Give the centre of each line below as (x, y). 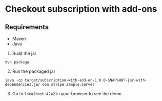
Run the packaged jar (34, 71)
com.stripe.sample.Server (69, 84)
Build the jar (24, 53)
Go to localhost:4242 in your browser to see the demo (67, 93)
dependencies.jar (23, 84)
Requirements (27, 27)
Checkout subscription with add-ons (81, 9)
